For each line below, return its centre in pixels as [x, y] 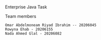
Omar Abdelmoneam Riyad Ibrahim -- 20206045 [51, 25]
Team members [21, 16]
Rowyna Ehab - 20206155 [29, 29]
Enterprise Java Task [26, 7]
